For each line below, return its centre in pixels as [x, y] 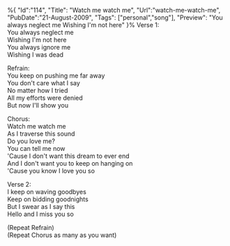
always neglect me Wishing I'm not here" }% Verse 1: [83, 25]
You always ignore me [39, 47]
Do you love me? [31, 141]
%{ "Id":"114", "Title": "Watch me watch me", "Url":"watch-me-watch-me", [114, 10]
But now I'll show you [38, 105]
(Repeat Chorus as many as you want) [62, 235]
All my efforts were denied [45, 98]
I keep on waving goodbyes [47, 192]
